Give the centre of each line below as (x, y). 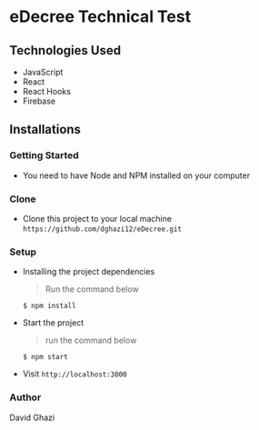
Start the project (53, 323)
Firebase (39, 101)
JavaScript (43, 72)
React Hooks (46, 91)
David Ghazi (32, 417)
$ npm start (45, 357)
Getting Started (44, 155)
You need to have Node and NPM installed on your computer (136, 175)
